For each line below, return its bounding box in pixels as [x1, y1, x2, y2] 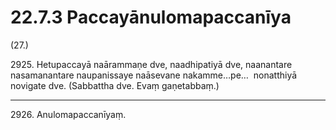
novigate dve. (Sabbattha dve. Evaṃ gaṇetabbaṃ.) [10, 79, 220, 91]
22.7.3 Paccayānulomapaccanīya [10, 6, 292, 29]
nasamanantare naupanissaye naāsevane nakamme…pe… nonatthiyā [10, 69, 298, 81]
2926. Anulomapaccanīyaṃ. [10, 108, 127, 120]
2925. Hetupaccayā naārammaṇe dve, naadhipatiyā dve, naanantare [10, 58, 293, 70]
